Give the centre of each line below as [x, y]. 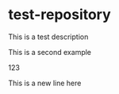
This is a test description [48, 37]
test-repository [59, 15]
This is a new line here [45, 83]
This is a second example [50, 52]
